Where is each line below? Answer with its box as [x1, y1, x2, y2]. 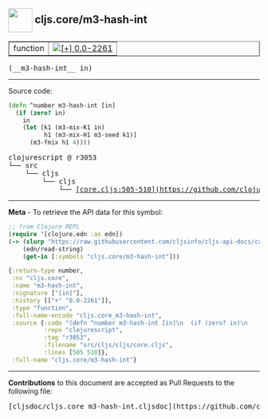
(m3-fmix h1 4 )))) [29, 139, 91, 147]
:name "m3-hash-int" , [11, 282, 84, 290]
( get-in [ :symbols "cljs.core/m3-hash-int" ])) [22, 252, 180, 260]
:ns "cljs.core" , [11, 275, 69, 283]
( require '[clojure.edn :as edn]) [8, 230, 124, 238]
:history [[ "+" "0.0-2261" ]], [11, 296, 112, 304]
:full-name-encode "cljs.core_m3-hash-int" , [11, 311, 162, 319]
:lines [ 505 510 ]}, [43, 349, 109, 357]
